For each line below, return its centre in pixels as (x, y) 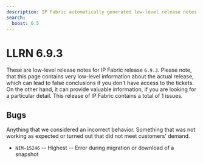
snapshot (27, 154)
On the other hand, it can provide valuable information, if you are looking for (101, 89)
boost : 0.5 (26, 23)
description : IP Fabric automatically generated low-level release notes (102, 12)
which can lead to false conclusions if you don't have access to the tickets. (100, 83)
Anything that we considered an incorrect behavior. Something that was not (101, 130)
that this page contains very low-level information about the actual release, (100, 77)
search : (16, 18)
